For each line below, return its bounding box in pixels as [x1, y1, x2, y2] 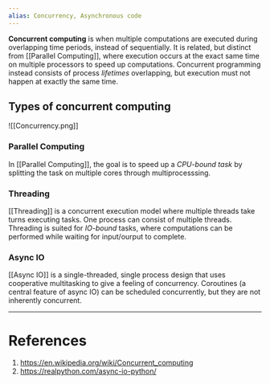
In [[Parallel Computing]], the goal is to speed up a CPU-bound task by [8, 159, 243, 169]
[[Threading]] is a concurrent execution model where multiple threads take [8, 206, 256, 216]
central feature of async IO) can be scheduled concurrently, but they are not [8, 287, 261, 297]
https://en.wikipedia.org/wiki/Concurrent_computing [19, 358, 194, 368]
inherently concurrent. [8, 296, 82, 305]
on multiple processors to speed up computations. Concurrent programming [8, 59, 261, 69]
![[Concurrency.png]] [8, 121, 79, 131]
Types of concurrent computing [8, 100, 171, 113]
